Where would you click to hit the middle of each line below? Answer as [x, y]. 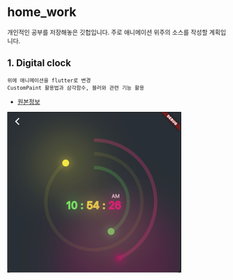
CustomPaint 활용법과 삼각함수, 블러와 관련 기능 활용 [76, 88]
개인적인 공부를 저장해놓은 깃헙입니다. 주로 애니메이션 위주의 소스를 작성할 [107, 32]
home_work [42, 12]
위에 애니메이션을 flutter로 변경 [49, 81]
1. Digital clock [39, 63]
